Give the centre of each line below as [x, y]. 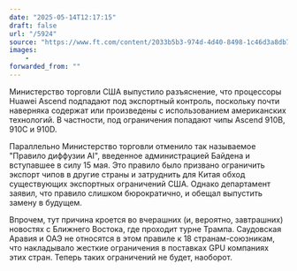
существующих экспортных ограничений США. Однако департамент [140, 184]
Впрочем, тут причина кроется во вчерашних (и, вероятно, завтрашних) [146, 219]
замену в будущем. [46, 202]
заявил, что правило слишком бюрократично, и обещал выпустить [136, 193]
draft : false [33, 26]
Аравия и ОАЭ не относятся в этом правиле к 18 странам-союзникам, [142, 238]
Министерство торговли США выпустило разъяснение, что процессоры [145, 91]
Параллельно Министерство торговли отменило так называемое [133, 146]
